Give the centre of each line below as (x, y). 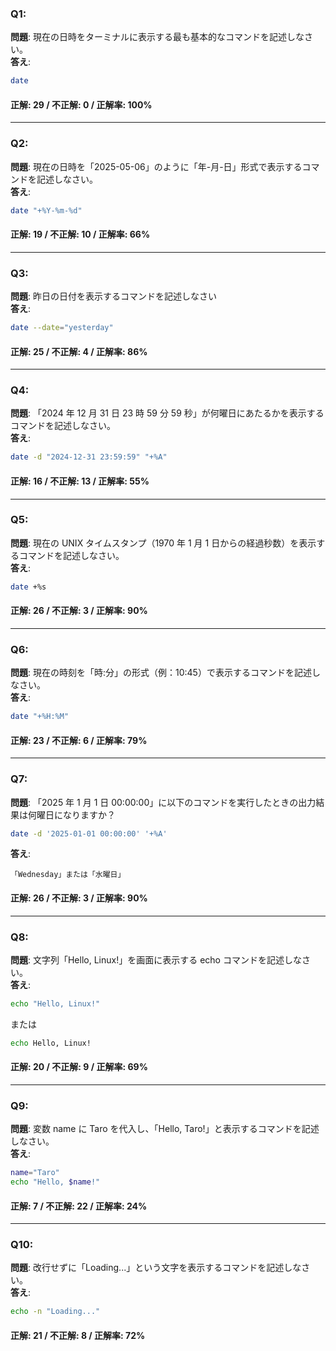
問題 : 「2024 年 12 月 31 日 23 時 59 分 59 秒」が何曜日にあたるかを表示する (167, 413)
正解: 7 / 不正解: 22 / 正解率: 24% (79, 1206)
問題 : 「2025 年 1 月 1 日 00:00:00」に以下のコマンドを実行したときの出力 (163, 802)
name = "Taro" (35, 1173)
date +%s (28, 587)
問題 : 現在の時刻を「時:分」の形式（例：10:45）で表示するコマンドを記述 (161, 673)
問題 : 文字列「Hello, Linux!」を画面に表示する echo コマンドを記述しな (156, 959)
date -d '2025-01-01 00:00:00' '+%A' (89, 833)
